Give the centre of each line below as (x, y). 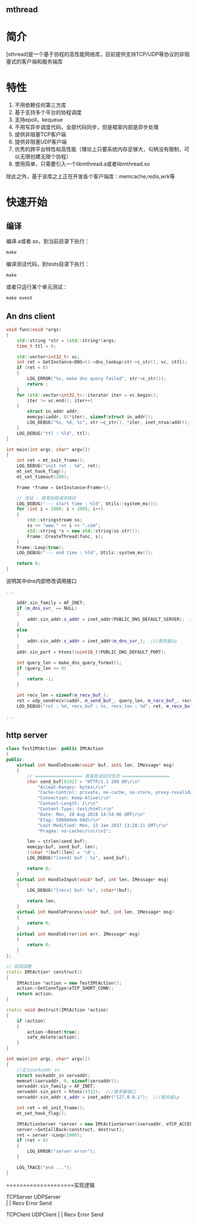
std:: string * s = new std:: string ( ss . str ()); (84, 531)
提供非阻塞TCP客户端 (40, 134)
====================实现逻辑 (50, 1185)
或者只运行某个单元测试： (37, 287)
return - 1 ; (40, 679)
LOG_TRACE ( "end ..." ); (44, 1167)
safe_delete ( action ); (54, 1037)
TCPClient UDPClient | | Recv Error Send (55, 1214)
